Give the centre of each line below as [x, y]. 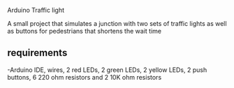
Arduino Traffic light [36, 10]
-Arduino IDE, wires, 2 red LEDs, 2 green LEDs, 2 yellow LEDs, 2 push [107, 70]
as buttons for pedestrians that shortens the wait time [85, 31]
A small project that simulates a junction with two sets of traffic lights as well [117, 23]
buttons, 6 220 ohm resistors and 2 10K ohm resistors [85, 77]
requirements [37, 53]
